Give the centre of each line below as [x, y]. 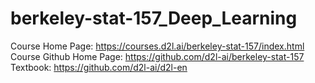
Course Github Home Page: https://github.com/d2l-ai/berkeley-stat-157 [157, 56]
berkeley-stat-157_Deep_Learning [154, 18]
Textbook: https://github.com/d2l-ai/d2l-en [99, 67]
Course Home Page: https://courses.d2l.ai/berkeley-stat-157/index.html [157, 46]
